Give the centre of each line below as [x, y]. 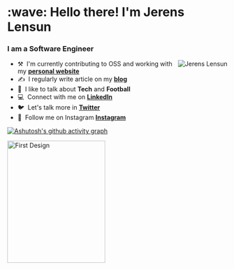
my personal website [48, 71]
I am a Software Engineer [51, 49]
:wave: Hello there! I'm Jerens [96, 12]
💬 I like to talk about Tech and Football [74, 89]
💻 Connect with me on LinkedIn [65, 97]
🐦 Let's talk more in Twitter [59, 107]
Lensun [29, 27]
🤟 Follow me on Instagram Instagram [72, 118]
